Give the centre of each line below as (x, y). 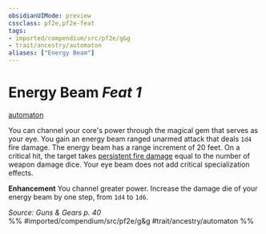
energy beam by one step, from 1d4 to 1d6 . (78, 196)
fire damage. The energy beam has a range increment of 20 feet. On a (124, 147)
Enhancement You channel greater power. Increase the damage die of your (133, 188)
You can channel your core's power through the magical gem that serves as (133, 130)
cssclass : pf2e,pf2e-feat (51, 23)
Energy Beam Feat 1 (75, 93)
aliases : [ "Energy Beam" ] (51, 53)
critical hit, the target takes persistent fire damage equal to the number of (129, 155)
